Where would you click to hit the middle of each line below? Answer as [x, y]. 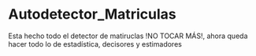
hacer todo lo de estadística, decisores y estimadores [95, 44]
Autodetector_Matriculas [92, 14]
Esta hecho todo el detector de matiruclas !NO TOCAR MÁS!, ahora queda [128, 36]
